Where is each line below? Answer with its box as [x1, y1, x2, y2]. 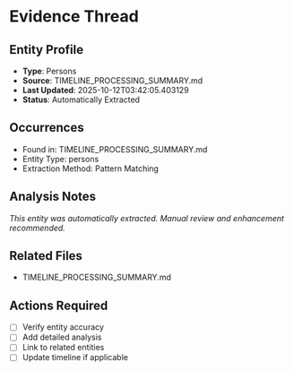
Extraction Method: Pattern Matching [22, 163, 160, 174]
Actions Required [9, 298, 108, 313]
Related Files [9, 248, 83, 263]
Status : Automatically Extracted [22, 94, 141, 105]
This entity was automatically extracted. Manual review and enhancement [9, 212, 285, 223]
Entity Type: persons [22, 153, 99, 164]
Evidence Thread [9, 6, 139, 27]
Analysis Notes [9, 189, 97, 204]
